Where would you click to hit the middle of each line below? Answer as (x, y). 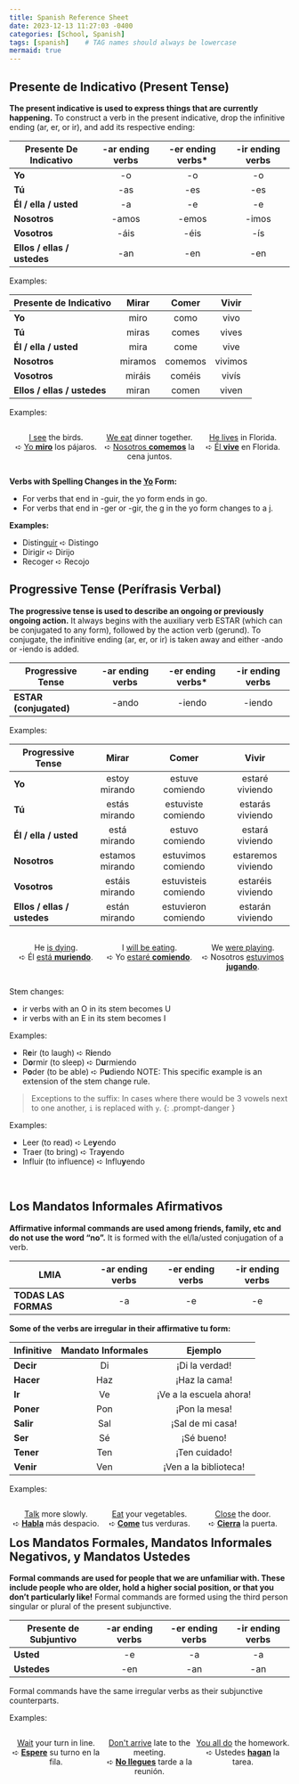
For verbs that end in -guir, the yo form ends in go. (114, 498)
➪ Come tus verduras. (149, 1523)
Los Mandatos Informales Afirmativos (116, 1207)
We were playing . (243, 947)
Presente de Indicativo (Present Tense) (119, 87)
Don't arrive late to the (149, 1742)
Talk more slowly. (56, 1514)
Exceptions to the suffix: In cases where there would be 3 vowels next (159, 1098)
